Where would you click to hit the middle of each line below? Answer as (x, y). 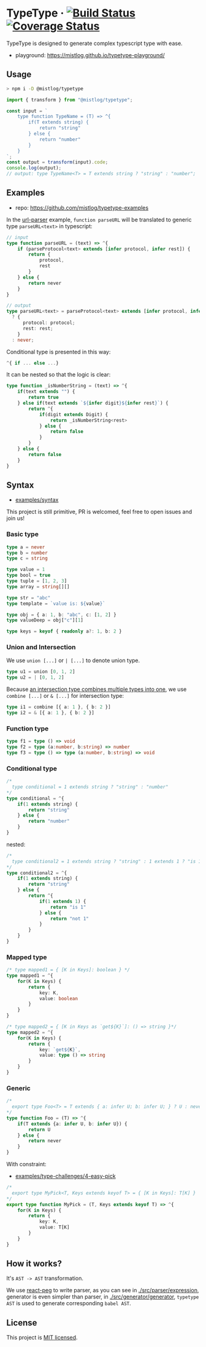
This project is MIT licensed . (42, 1338)
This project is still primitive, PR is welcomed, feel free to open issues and (99, 512)
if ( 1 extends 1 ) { (63, 901)
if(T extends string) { (59, 122)
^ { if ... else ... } (33, 363)
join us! (16, 518)
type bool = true (29, 575)
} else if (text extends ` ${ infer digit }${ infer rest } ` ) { (93, 403)
